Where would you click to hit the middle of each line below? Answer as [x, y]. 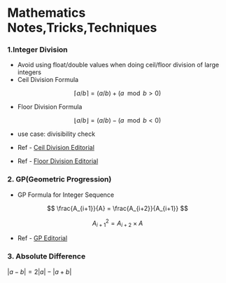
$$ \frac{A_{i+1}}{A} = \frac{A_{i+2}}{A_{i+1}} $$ [118, 208]
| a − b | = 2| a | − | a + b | [40, 272]
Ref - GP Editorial [42, 238]
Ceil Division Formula [48, 80]
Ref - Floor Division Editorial [58, 161]
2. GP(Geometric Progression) [59, 179]
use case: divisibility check [56, 134]
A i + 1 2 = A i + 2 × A [118, 223]
